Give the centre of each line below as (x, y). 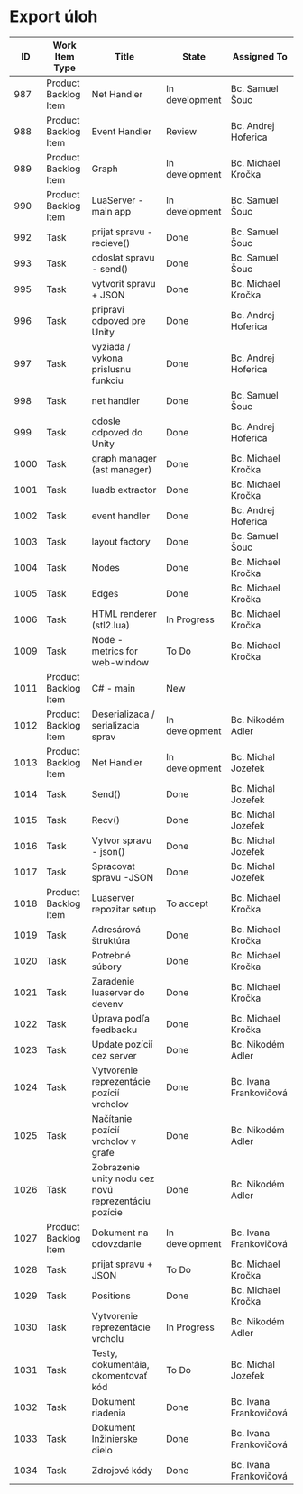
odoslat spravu (123, 257)
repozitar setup (124, 909)
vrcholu (108, 1338)
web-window (120, 662)
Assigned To (260, 56)
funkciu (107, 380)
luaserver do (119, 992)
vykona (107, 358)
